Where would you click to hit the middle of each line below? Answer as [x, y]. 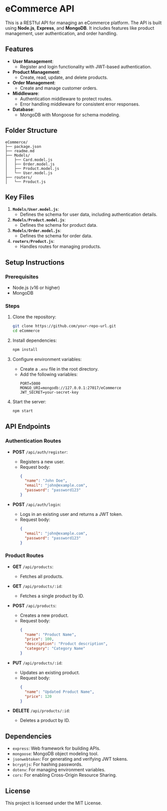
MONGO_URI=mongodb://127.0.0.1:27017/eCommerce [70, 388]
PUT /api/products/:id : [37, 663]
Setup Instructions [35, 262]
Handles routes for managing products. [60, 246]
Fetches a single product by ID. [52, 596]
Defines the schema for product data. [59, 225]
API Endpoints [28, 427]
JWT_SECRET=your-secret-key [49, 392]
